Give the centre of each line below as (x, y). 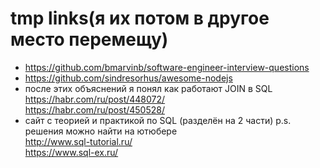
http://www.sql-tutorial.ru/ (78, 141)
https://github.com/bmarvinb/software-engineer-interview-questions (167, 67)
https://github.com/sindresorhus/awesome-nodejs (128, 78)
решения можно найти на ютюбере (101, 131)
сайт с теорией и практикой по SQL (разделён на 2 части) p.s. (158, 120)
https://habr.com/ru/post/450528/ (94, 109)
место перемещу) (89, 39)
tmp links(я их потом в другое (140, 18)
